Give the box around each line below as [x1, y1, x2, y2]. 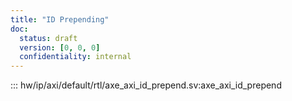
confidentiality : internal [19, 52, 132, 62]
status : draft [19, 33, 78, 43]
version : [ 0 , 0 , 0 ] [19, 42, 101, 53]
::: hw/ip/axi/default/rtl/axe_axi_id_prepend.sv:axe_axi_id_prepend [10, 79, 282, 91]
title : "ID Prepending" [10, 14, 110, 25]
